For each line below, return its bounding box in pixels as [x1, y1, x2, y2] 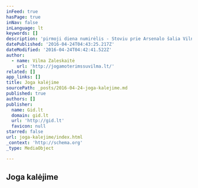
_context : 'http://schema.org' [6, 139, 83, 146]
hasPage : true [6, 14, 41, 20]
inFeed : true [6, 8, 38, 15]
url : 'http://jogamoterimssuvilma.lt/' [16, 63, 115, 69]
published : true [6, 90, 46, 96]
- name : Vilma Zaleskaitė [11, 58, 75, 63]
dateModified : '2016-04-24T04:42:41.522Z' [6, 47, 112, 53]
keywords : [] [6, 31, 38, 36]
